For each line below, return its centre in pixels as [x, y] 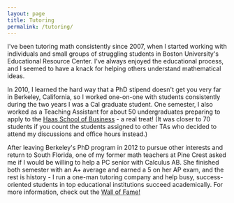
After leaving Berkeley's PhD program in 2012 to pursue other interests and [115, 148]
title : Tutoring [31, 20]
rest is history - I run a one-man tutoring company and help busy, [101, 177]
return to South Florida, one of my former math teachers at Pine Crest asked [117, 155]
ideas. [16, 76]
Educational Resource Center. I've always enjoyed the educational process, [116, 61]
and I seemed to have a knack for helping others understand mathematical [114, 69]
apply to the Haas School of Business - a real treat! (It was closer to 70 [109, 119]
